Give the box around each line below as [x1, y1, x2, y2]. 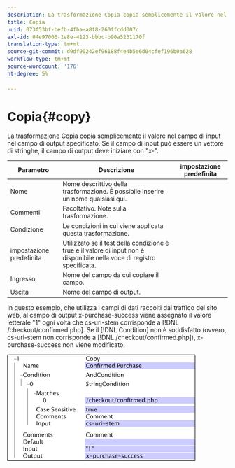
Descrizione [98, 166, 135, 174]
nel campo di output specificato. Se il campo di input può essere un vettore [7, 139, 224, 148]
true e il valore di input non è [62, 246, 145, 255]
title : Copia [7, 18, 45, 26]
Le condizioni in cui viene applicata [62, 221, 164, 230]
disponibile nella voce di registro [62, 253, 156, 262]
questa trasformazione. [62, 229, 129, 237]
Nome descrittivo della [62, 180, 128, 188]
